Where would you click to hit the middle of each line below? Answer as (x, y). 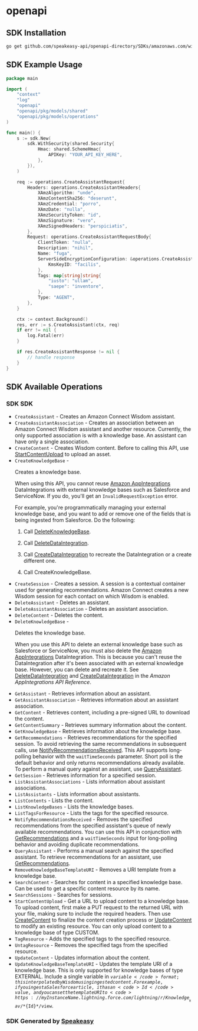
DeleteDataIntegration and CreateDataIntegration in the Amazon (93, 676)
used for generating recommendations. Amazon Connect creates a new (101, 590)
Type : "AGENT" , (56, 298)
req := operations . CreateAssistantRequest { (71, 182)
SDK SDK (20, 404)
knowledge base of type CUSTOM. (57, 933)
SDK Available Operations (55, 387)
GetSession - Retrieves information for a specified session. (85, 775)
